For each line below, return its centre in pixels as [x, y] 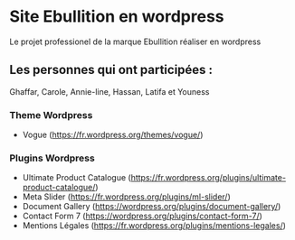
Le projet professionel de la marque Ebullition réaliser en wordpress [135, 42]
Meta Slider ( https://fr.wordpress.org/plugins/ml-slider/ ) [126, 197]
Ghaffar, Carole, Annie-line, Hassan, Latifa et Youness [109, 91]
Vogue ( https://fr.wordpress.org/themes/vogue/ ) [113, 135]
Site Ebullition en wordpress [117, 17]
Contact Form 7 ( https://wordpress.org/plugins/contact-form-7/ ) [142, 216]
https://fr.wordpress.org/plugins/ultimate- [209, 178]
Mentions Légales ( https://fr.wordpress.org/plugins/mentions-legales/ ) [154, 226]
